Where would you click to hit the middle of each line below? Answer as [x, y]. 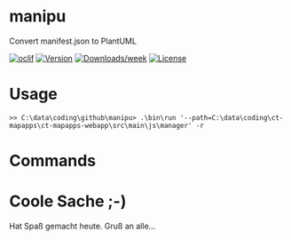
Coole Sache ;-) [68, 201]
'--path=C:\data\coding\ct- [232, 117]
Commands [53, 161]
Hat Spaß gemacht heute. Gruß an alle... [83, 226]
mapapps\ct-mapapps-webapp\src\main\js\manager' [101, 125]
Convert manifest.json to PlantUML [73, 41]
